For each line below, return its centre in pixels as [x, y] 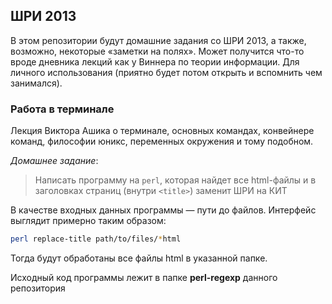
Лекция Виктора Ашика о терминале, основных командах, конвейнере [162, 131]
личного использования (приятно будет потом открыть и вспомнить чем [166, 72]
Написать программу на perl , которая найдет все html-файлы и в [175, 180]
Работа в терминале [62, 109]
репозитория [38, 288]
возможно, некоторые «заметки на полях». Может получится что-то [157, 51]
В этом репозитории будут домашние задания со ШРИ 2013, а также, [158, 40]
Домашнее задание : [54, 161]
